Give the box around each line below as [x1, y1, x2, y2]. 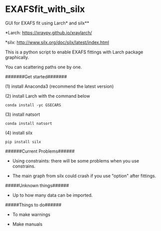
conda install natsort [5, 121, 52, 126]
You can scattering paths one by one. [5, 64, 82, 70]
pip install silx [5, 139, 41, 144]
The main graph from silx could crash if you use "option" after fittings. [12, 173, 156, 179]
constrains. [12, 163, 36, 169]
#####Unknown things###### [5, 182, 69, 188]
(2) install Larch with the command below [5, 93, 90, 99]
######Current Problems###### [5, 148, 75, 154]
